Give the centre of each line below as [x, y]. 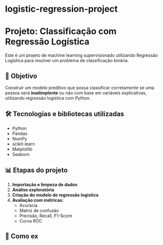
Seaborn [21, 154]
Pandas [20, 134]
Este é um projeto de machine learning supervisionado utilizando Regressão [81, 55]
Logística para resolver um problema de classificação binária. [67, 61]
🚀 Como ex [22, 236]
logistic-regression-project [61, 9]
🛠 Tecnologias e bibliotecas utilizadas [65, 114]
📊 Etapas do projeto [36, 170]
